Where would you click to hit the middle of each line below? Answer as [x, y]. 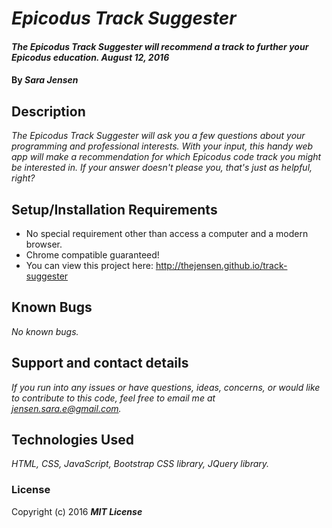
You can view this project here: [89, 265]
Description [48, 111]
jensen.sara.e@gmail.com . [66, 408]
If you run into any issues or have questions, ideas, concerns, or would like [166, 387]
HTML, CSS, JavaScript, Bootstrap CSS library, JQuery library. [140, 464]
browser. [44, 244]
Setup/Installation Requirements [114, 209]
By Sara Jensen [45, 80]
